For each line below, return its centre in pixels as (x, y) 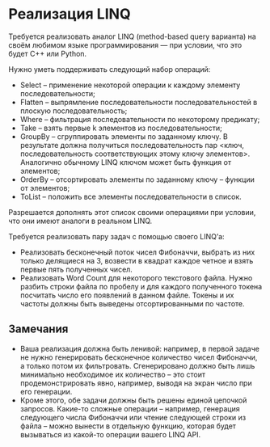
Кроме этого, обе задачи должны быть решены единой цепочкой (133, 400)
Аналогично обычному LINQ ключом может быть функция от (126, 162)
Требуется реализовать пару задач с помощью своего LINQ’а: (116, 236)
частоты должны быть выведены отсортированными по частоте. (132, 303)
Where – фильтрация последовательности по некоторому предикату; (140, 119)
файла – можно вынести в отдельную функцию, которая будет (128, 426)
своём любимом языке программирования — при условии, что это (125, 44)
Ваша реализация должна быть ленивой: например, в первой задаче (140, 348)
